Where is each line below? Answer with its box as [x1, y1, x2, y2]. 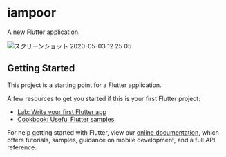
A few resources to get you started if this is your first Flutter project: [7, 94, 200, 102]
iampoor [7, 5, 57, 21]
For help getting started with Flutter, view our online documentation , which [7, 128, 220, 136]
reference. [7, 143, 37, 151]
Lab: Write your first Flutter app [17, 107, 107, 116]
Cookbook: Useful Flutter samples [17, 115, 115, 123]
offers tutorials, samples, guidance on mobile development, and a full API [7, 136, 216, 144]
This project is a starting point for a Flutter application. [7, 81, 162, 89]
